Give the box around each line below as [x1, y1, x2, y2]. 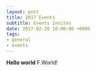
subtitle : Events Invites [6, 20, 71, 26]
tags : [6, 31, 20, 37]
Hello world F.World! [6, 58, 58, 66]
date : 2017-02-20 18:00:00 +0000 [6, 25, 91, 32]
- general [6, 37, 31, 43]
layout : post [6, 8, 39, 15]
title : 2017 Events [6, 14, 56, 20]
